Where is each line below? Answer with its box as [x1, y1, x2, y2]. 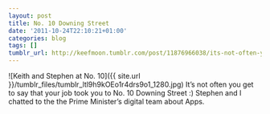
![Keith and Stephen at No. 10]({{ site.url [8, 71, 141, 80]
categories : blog [8, 34, 67, 43]
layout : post [8, 11, 52, 20]
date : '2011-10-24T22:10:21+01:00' [8, 26, 128, 35]
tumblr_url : [8, 49, 48, 57]
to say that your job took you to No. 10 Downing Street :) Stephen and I [8, 88, 242, 97]
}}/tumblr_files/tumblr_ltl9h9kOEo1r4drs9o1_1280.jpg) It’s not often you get [8, 79, 254, 89]
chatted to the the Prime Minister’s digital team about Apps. [8, 97, 205, 106]
